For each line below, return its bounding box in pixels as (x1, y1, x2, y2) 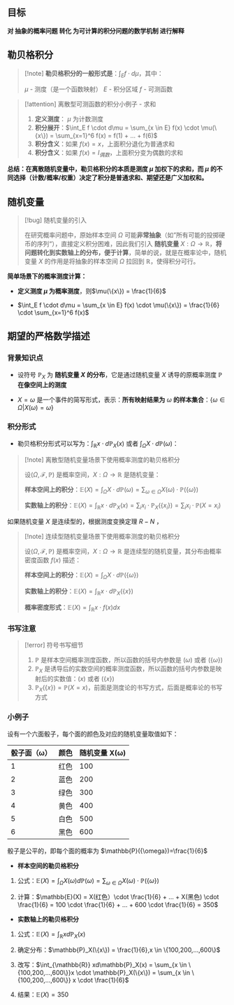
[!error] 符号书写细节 (24, 641, 84, 649)
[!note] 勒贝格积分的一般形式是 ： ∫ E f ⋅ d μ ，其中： (24, 69, 163, 79)
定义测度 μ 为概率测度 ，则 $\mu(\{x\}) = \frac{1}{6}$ (17, 287, 166, 296)
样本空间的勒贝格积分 (17, 861, 79, 870)
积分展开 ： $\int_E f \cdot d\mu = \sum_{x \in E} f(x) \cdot (34, 123, 200, 132)
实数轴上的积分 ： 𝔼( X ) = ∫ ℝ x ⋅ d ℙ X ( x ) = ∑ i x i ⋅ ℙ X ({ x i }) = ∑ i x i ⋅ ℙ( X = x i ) (24, 501, 221, 512)
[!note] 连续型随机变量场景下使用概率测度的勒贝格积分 (24, 532, 180, 541)
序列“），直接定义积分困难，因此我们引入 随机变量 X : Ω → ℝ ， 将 (36, 240, 222, 248)
